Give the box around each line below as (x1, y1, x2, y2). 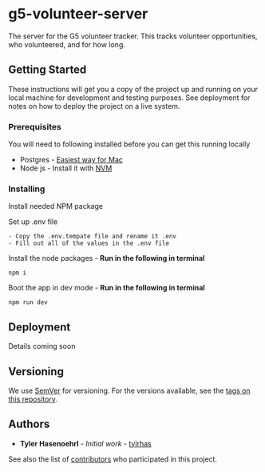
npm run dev (8, 298, 48, 306)
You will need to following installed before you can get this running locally (8, 139, 251, 149)
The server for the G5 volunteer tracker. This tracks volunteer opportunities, (8, 31, 258, 41)
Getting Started (8, 63, 87, 77)
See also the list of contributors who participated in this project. (8, 454, 218, 464)
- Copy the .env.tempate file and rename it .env (8, 233, 177, 241)
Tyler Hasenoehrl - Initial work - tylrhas (19, 438, 152, 448)
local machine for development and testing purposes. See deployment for (8, 93, 251, 102)
